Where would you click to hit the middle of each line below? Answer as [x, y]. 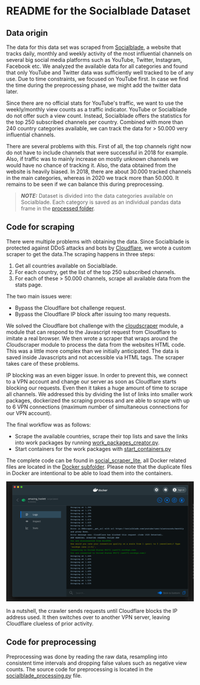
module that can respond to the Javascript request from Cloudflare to [91, 332]
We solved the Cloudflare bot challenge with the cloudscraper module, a [95, 325]
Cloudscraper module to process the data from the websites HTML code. [96, 344]
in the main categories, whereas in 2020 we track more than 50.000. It [93, 178]
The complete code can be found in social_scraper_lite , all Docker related [96, 460]
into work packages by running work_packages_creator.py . [87, 443]
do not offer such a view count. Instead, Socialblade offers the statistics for [98, 116]
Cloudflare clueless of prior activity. [50, 623]
